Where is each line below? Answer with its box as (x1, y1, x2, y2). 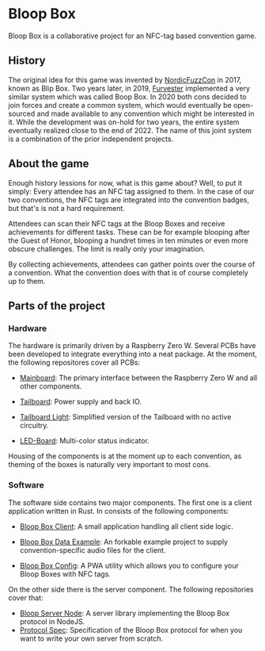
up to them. (8, 276, 46, 285)
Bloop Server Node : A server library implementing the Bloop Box (19, 608, 230, 618)
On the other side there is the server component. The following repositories (8, 584, 254, 594)
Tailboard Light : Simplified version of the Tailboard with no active (19, 412, 232, 422)
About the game (8, 157, 89, 170)
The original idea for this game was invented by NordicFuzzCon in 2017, (8, 75, 242, 84)
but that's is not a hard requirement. (8, 203, 125, 213)
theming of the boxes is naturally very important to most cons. (8, 460, 211, 469)
